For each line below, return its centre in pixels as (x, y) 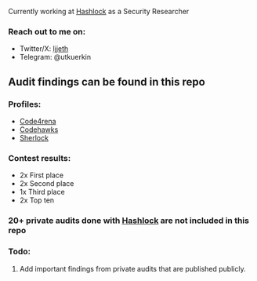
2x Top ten (37, 200)
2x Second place (47, 184)
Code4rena (38, 121)
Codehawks (39, 130)
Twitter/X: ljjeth (44, 49)
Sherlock (34, 137)
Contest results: (40, 158)
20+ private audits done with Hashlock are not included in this (128, 221)
